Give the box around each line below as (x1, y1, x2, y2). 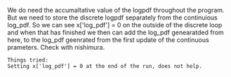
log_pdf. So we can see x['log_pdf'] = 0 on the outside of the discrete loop (7, 21, 223, 29)
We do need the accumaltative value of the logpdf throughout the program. (7, 6, 225, 14)
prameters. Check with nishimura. (7, 43, 105, 51)
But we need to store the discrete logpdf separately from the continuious (7, 13, 218, 22)
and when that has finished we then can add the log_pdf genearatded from (7, 28, 225, 36)
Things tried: (7, 57, 49, 64)
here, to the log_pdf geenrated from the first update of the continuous (7, 36, 209, 44)
